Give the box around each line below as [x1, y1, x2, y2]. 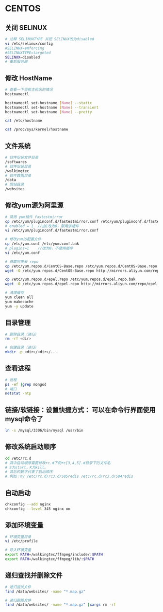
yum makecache [5, 299, 34, 304]
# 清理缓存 [5, 290, 24, 295]
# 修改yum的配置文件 [5, 237, 42, 242]
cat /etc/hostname [5, 118, 42, 123]
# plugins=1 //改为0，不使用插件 [5, 246, 73, 251]
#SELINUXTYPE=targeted [5, 50, 51, 55]
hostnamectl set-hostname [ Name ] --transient [5, 105, 98, 110]
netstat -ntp [5, 391, 32, 396]
